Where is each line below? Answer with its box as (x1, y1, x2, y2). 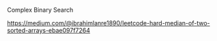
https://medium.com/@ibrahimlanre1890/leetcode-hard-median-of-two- (7, 19, 210, 27)
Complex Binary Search (7, 6, 74, 14)
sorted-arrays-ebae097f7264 (7, 27, 91, 34)
